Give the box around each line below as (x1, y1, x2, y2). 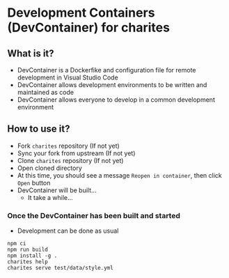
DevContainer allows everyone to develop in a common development (17, 95, 216, 104)
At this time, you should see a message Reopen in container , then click (17, 171, 222, 179)
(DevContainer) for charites (7, 20, 171, 36)
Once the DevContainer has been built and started (7, 210, 181, 220)
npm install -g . (7, 252, 58, 259)
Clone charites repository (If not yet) (17, 156, 124, 164)
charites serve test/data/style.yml (7, 265, 113, 272)
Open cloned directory (17, 164, 82, 172)
